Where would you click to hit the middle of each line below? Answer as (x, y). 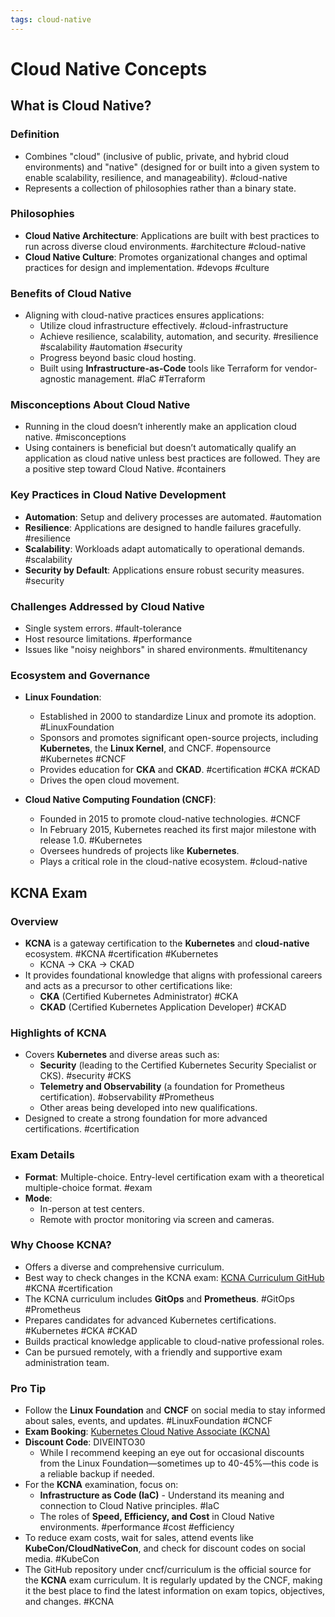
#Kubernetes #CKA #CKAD (81, 1330)
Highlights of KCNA (58, 1033)
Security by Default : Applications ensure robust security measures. (164, 570)
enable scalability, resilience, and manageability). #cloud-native (156, 177)
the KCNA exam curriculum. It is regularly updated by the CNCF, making (173, 1580)
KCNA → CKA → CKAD (87, 964)
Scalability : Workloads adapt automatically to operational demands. (164, 548)
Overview (34, 921)
